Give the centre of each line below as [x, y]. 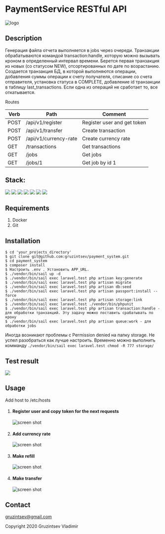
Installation [23, 241]
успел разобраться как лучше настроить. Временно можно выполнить [80, 340]
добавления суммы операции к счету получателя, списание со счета [79, 76]
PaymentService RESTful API [66, 9]
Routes [12, 102]
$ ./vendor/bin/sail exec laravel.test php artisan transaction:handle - [83, 309]
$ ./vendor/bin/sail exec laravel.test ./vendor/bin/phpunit [69, 304]
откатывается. [20, 92]
